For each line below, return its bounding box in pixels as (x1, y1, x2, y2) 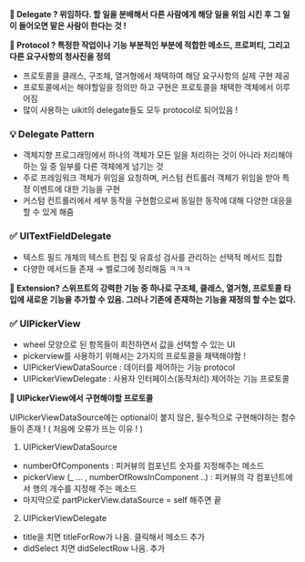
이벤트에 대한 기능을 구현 (32, 184, 121, 195)
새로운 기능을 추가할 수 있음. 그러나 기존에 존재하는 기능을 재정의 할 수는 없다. (25, 293, 296, 304)
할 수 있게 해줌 (22, 207, 75, 218)
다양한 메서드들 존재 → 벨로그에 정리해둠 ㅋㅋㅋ (22, 263, 191, 274)
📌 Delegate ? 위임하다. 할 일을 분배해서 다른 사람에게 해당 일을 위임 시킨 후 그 (9, 9, 281, 19)
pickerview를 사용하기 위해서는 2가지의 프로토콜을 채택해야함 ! (22, 350, 246, 361)
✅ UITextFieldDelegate (9, 230, 112, 242)
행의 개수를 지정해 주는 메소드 (32, 483, 137, 494)
